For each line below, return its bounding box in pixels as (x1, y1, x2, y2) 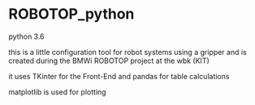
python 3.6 (8, 31, 45, 41)
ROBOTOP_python (8, 5, 135, 23)
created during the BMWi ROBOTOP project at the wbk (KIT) (8, 56, 210, 65)
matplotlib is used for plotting (8, 86, 107, 97)
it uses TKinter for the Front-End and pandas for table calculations (8, 71, 230, 81)
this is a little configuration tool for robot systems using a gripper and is (8, 47, 247, 57)
